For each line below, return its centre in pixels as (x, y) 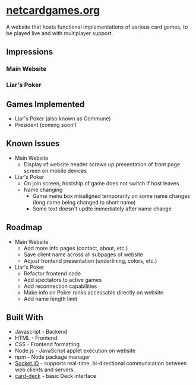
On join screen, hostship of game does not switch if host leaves (101, 183)
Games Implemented (45, 104)
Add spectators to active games (63, 280)
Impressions (30, 52)
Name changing (43, 190)
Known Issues (33, 144)
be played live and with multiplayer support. (60, 33)
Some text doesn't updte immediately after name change (102, 209)
